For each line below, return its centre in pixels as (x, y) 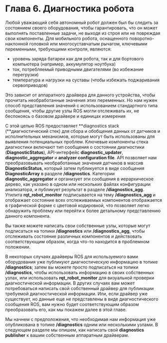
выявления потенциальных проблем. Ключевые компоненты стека (77, 142)
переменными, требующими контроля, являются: (59, 49)
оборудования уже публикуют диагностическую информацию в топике (82, 262)
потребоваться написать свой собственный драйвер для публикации (80, 288)
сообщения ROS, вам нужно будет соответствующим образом (72, 304)
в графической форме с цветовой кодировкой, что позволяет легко (77, 205)
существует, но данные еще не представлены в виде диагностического (82, 299)
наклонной (17, 43)
